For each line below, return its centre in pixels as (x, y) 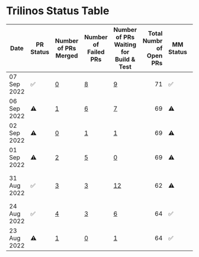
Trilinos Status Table (58, 11)
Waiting (125, 44)
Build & (125, 59)
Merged (67, 56)
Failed (96, 52)
